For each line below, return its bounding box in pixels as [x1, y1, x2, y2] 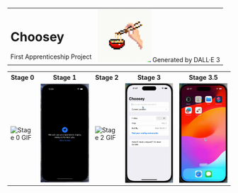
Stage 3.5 [188, 73, 218, 81]
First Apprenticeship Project [10, 52, 92, 61]
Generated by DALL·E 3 [152, 55, 221, 64]
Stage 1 [52, 73, 76, 81]
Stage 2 [95, 73, 119, 81]
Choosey [10, 29, 65, 45]
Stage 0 [10, 73, 35, 81]
